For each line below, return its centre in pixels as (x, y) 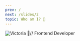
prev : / (13, 10)
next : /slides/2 (22, 14)
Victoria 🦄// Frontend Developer (43, 33)
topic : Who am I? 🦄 (25, 19)
